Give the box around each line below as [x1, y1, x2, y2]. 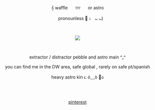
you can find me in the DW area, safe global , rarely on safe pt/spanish [5, 64, 150, 69]
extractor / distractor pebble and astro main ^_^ [29, 54, 126, 60]
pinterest [68, 99, 87, 105]
